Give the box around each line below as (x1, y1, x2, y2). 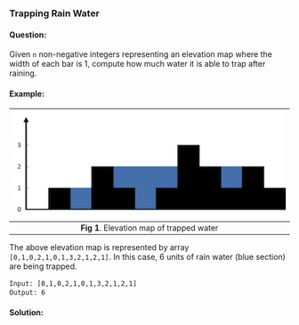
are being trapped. (9, 261, 77, 272)
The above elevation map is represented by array (9, 242, 190, 253)
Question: (9, 29, 47, 40)
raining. (9, 68, 37, 78)
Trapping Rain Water (9, 7, 100, 20)
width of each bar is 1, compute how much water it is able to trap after (9, 59, 266, 69)
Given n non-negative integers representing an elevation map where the (9, 49, 273, 60)
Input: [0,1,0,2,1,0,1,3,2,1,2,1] (9, 280, 138, 288)
